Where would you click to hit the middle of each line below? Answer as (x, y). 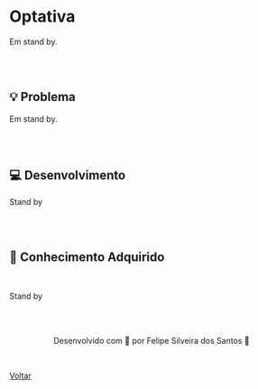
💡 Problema (42, 97)
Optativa (42, 17)
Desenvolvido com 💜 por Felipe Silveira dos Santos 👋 (152, 341)
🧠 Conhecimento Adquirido (87, 257)
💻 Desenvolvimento (68, 176)
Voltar (20, 375)
